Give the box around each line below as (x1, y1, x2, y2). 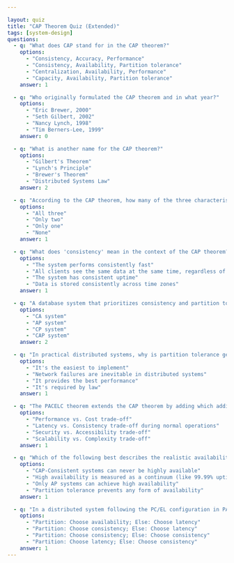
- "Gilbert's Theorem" (25, 158, 92, 165)
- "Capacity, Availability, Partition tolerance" (25, 75, 173, 82)
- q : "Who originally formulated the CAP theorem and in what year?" (13, 93, 219, 101)
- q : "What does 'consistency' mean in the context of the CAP (13, 248, 201, 255)
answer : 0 (19, 133, 49, 140)
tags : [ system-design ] (7, 29, 73, 36)
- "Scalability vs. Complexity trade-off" (25, 435, 151, 442)
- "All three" (25, 210, 68, 217)
